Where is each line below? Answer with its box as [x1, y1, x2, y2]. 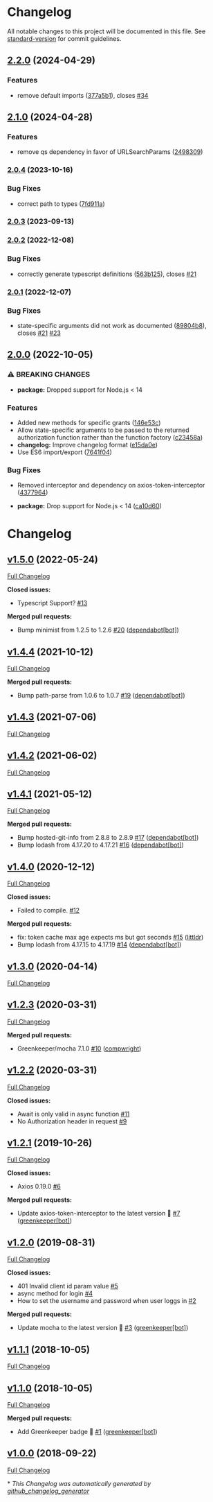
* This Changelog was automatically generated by [7, 1479, 151, 1487]
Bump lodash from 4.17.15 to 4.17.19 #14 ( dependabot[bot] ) [17, 940, 182, 949]
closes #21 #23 [17, 329, 61, 337]
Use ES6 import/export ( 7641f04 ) [17, 448, 113, 456]
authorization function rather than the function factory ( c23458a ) [17, 433, 203, 441]
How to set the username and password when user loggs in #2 [17, 1297, 196, 1305]
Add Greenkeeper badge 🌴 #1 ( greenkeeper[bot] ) [17, 1427, 158, 1435]
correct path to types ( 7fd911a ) [17, 199, 105, 208]
